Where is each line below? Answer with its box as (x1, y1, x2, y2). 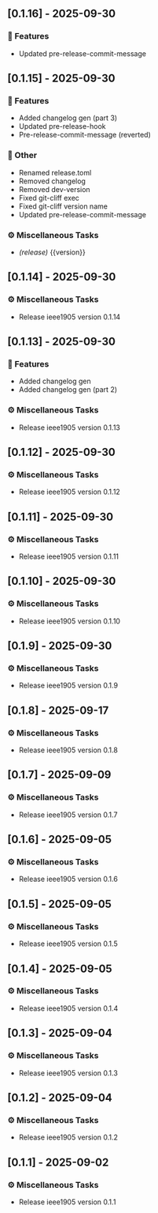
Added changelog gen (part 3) (18, 113, 118, 122)
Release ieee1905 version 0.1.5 (18, 939, 119, 948)
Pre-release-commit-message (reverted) (18, 130, 151, 140)
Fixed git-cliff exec (18, 193, 80, 202)
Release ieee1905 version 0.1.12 (18, 487, 121, 497)
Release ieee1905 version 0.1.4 (18, 1004, 119, 1013)
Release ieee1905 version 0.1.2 (18, 1132, 119, 1142)
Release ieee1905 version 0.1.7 (18, 810, 118, 819)
